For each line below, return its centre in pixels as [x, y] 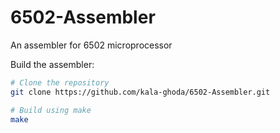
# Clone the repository [60, 82]
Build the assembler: [52, 64]
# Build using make [51, 110]
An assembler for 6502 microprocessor [91, 45]
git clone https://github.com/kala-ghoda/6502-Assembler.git [140, 92]
